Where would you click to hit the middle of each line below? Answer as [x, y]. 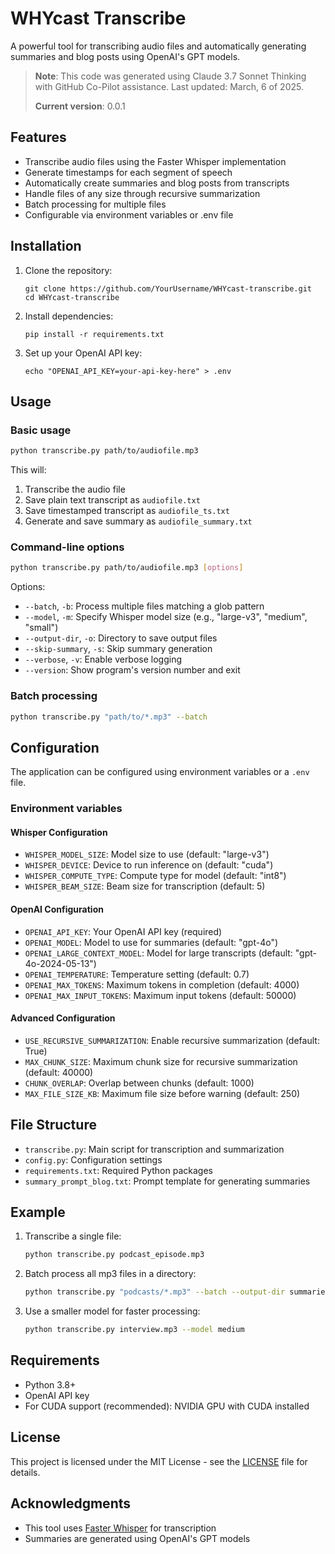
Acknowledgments [71, 1503]
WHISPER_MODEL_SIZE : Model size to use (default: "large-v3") [147, 854]
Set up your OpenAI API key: [83, 353]
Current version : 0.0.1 [80, 106]
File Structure [53, 1125]
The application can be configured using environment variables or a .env [160, 772]
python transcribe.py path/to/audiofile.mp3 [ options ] [127, 568]
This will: [28, 470]
